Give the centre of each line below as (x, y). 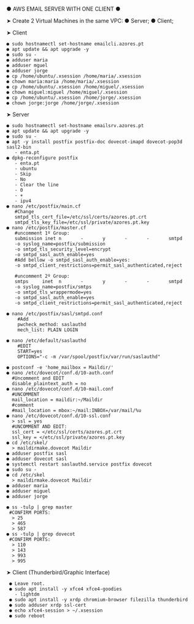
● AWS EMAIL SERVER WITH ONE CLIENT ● (64, 9)
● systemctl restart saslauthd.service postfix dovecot (79, 464)
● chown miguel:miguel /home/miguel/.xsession (67, 92)
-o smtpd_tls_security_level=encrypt (63, 249)
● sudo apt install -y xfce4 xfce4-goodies (65, 589)
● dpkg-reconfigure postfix (42, 158)
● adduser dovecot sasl (37, 459)
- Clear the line (37, 185)
